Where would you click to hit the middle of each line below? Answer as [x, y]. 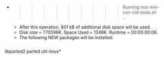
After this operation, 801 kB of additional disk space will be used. [85, 27]
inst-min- [150, 7]
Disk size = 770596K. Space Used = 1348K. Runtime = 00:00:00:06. [88, 32]
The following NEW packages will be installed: [66, 37]
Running [131, 7]
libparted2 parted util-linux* [33, 51]
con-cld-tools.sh [139, 12]
